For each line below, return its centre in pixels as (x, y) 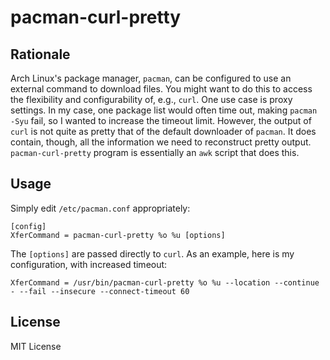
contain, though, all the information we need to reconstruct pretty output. (161, 142)
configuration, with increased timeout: (89, 264)
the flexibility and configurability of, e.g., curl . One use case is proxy (151, 99)
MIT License (36, 346)
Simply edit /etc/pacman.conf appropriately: (100, 208)
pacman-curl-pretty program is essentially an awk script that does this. (155, 152)
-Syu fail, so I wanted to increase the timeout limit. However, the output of (161, 120)
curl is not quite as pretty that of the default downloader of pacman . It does (163, 131)
